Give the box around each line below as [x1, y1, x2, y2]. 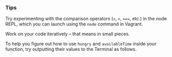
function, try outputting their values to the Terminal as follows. [5, 46, 137, 52]
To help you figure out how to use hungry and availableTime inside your [5, 41, 157, 47]
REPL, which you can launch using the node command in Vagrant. [5, 21, 143, 27]
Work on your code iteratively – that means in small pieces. [5, 31, 130, 37]
